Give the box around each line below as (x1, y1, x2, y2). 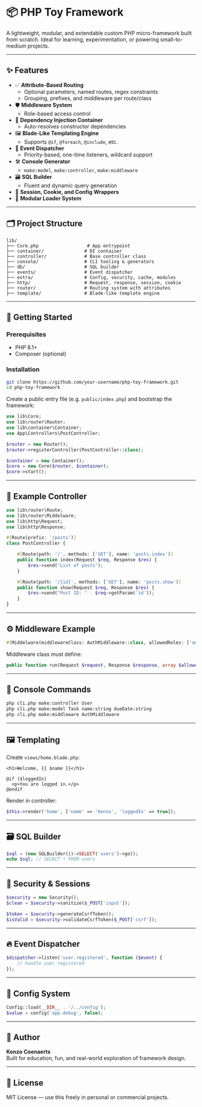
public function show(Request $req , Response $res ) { (17, 584, 155, 591)
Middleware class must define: (6, 650, 82, 658)
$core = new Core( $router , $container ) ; (6, 463, 109, 469)
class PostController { (6, 540, 66, 546)
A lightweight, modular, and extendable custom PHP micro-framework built (6, 29, 192, 37)
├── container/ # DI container (6, 248, 122, 254)
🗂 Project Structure (6, 219, 83, 229)
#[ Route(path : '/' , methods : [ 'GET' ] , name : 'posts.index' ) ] (17, 551, 174, 558)
